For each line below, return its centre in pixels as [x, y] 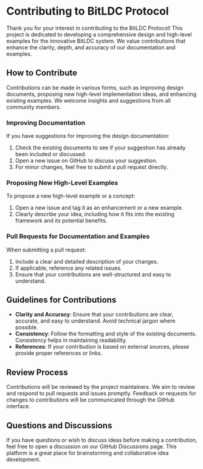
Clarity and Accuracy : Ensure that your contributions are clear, [94, 315]
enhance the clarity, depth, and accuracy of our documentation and [91, 47]
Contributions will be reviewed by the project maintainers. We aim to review [101, 387]
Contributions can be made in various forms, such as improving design [95, 87]
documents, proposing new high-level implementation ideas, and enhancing [101, 94]
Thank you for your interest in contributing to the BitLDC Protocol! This [95, 28]
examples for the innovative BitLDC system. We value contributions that [96, 41]
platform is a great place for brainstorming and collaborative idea [88, 453]
